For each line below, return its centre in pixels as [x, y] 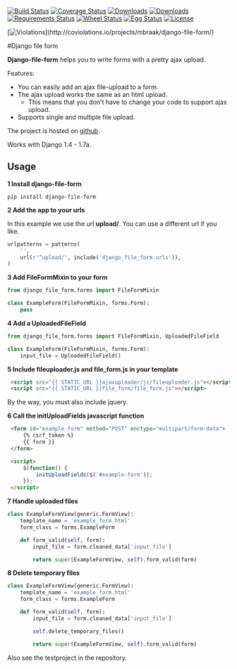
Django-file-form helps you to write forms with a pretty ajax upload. [107, 59]
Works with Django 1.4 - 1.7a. [49, 144]
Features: [21, 73]
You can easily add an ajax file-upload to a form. [88, 87]
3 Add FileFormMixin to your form [57, 278]
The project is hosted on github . [54, 131]
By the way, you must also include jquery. [68, 402]
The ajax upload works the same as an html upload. [92, 95]
